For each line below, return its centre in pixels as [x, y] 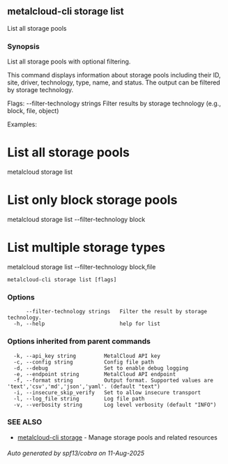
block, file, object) [33, 111]
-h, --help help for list [87, 324]
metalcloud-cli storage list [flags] [62, 279]
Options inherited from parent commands [79, 341]
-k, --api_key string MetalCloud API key [87, 356]
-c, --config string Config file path [84, 362]
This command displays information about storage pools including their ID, [114, 75]
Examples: [22, 124]
